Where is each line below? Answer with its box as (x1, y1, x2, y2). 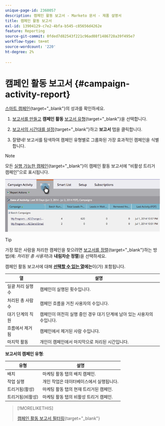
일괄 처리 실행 (7, 283, 33, 289)
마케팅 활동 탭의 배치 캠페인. (42, 370, 96, 376)
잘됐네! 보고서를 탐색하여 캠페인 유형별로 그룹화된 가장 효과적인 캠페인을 (12, 137, 150, 143)
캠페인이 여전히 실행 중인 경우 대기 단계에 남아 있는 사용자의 (40, 311, 153, 317)
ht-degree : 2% (5, 49, 34, 54)
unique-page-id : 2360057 (5, 8, 56, 13)
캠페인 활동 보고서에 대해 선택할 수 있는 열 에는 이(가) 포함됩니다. (5, 263, 126, 269)
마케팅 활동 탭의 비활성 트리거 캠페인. (42, 394, 113, 400)
